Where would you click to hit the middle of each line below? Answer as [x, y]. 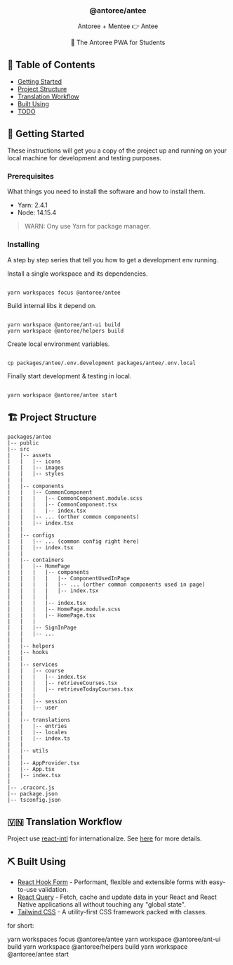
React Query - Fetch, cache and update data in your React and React [117, 897]
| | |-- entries [38, 727]
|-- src [19, 449]
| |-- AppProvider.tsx [44, 763]
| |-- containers [36, 560]
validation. [53, 889]
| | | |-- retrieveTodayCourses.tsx [70, 689]
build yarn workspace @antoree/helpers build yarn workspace [98, 946]
